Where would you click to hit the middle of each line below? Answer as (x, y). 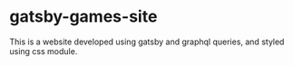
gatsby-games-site (83, 17)
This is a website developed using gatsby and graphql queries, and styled (147, 42)
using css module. (44, 51)
